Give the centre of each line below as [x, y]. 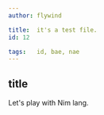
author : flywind [35, 15]
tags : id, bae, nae [44, 52]
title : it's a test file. [53, 30]
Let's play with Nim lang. [48, 103]
